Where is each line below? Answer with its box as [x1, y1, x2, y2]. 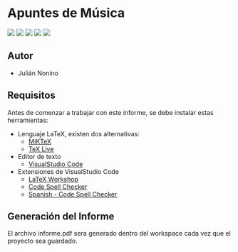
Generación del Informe [7, 210, 115, 222]
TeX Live [28, 144, 54, 153]
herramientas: [7, 116, 48, 124]
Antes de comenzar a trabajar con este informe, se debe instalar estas [7, 108, 214, 116]
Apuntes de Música [7, 5, 125, 21]
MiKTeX [28, 137, 52, 146]
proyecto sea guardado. [7, 236, 78, 246]
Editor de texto [17, 152, 61, 160]
